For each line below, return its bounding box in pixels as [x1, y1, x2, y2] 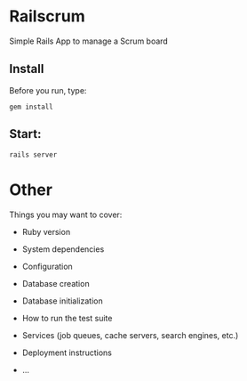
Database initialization [21, 296, 104, 306]
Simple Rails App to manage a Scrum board [9, 36, 169, 46]
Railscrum [9, 6, 86, 27]
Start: [9, 126, 42, 142]
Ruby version [21, 226, 71, 237]
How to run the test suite [21, 312, 113, 323]
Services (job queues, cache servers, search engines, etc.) [21, 329, 239, 340]
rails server [9, 150, 58, 159]
